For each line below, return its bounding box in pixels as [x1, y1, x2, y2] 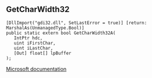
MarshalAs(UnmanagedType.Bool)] [6, 25, 84, 31]
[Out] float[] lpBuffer [13, 50, 72, 56]
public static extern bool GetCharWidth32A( [6, 30, 116, 36]
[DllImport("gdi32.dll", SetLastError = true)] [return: [6, 20, 147, 25]
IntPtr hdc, [13, 35, 43, 41]
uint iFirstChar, [13, 40, 56, 46]
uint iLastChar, [13, 45, 54, 51]
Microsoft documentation [6, 65, 67, 72]
